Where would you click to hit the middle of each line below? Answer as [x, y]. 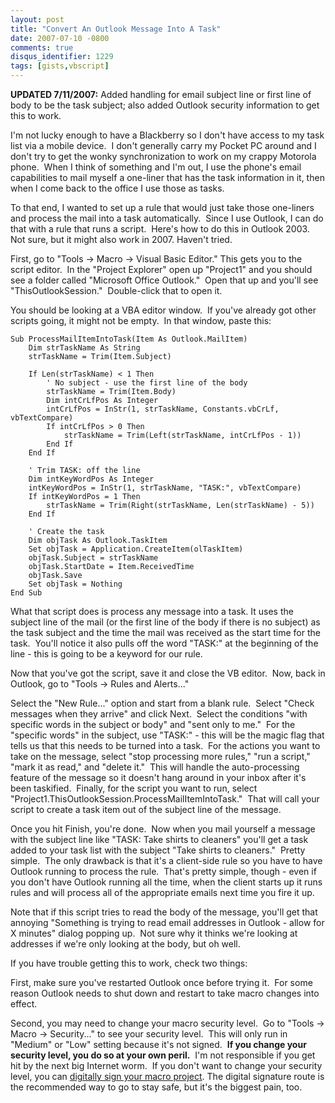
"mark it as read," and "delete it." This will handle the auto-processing [155, 767]
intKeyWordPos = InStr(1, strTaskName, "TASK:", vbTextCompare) [165, 488]
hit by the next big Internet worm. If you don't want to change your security [166, 1065]
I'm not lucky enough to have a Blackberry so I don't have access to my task [167, 135]
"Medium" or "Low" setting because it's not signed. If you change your [158, 1044]
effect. [24, 1004]
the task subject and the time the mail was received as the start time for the [165, 632]
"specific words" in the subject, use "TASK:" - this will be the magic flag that [167, 735]
